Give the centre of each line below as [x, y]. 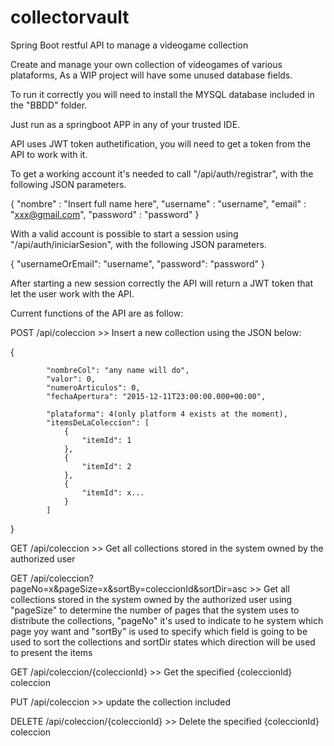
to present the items [51, 652]
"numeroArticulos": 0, [93, 387]
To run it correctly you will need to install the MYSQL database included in [162, 94]
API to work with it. [49, 154]
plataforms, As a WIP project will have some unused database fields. [151, 75]
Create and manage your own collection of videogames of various [146, 64]
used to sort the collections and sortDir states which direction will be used [163, 642]
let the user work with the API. [72, 293]
